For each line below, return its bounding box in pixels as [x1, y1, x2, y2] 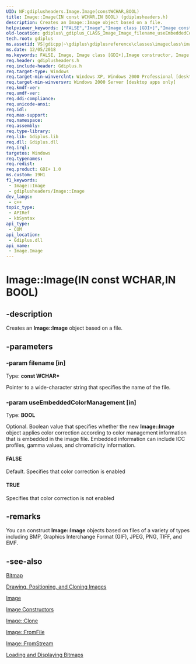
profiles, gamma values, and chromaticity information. [6, 441, 136, 449]
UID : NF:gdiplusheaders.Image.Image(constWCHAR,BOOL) [6, 8, 140, 15]
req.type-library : [6, 128, 51, 135]
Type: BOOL [6, 412, 36, 419]
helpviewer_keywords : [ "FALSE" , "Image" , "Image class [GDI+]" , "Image [6, 25, 176, 31]
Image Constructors [6, 606, 54, 613]
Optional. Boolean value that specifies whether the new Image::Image [6, 423, 175, 430]
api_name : [6, 242, 30, 249]
